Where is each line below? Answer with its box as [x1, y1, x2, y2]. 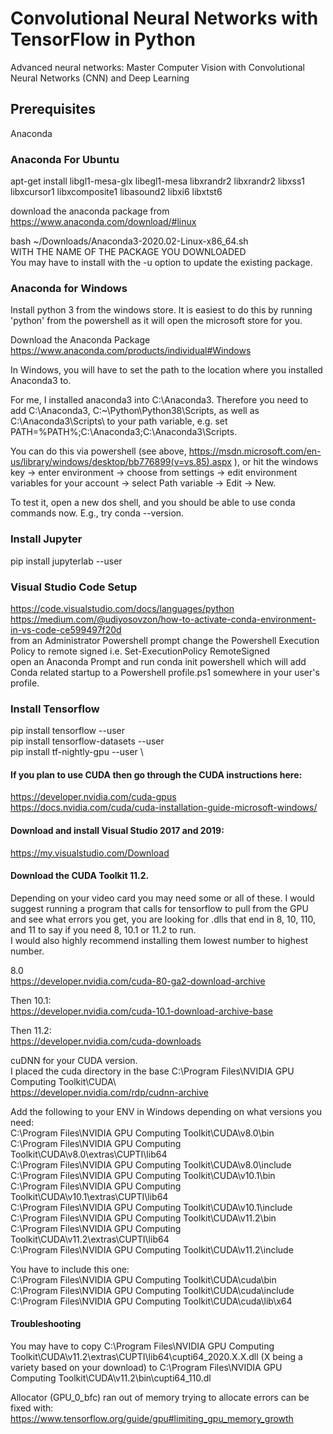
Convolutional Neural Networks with [10, 7, 319, 30]
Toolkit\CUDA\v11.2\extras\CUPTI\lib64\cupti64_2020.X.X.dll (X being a [10, 1351, 303, 1363]
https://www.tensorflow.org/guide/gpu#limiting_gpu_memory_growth [10, 1413, 294, 1425]
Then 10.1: [10, 994, 52, 1006]
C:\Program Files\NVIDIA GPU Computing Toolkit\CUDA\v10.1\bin [10, 1169, 276, 1181]
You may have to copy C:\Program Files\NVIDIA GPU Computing [10, 1340, 275, 1352]
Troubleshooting [10, 1318, 82, 1330]
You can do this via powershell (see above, [10, 445, 187, 457]
